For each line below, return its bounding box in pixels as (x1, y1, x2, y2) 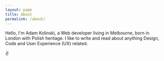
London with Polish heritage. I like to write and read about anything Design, (5, 35, 160, 41)
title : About (5, 12, 32, 17)
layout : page (5, 7, 32, 12)
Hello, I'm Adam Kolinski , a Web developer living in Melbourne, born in (5, 30, 150, 36)
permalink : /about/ (5, 16, 46, 21)
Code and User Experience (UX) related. (5, 41, 88, 47)
